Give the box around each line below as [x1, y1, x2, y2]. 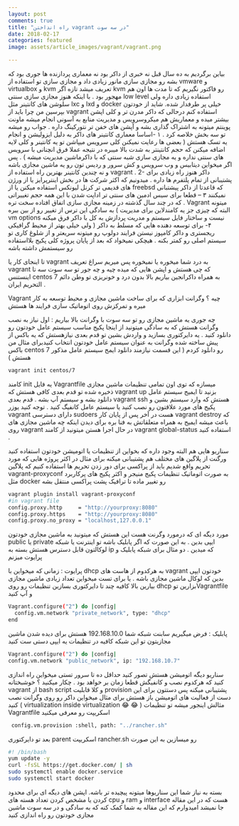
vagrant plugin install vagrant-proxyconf [8, 490, 136, 497]
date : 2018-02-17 [8, 30, 60, 38]
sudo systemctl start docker [8, 775, 95, 782]
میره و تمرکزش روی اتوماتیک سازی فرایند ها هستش [8, 301, 147, 310]
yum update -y [8, 755, 51, 763]
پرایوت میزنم [8, 553, 43, 562]
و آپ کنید [8, 589, 33, 598]
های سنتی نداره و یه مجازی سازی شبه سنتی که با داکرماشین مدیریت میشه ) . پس [8, 153, 224, 161]
